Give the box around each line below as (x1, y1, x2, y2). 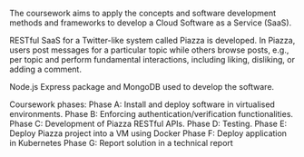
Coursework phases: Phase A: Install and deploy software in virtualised (9, 99, 275, 110)
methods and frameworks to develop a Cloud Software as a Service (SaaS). (9, 17, 292, 28)
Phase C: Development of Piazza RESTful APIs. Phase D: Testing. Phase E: (9, 118, 288, 129)
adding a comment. (9, 64, 82, 74)
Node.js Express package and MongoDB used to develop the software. (9, 82, 275, 92)
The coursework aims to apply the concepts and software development (9, 8, 277, 18)
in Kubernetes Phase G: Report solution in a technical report (9, 138, 233, 148)
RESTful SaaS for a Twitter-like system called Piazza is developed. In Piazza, (9, 35, 296, 45)
